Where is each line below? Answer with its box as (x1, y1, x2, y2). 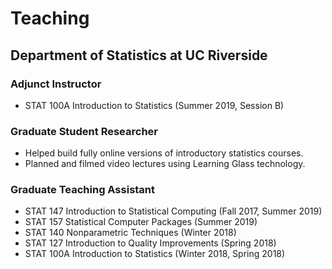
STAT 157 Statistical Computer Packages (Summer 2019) (24, 216, 258, 228)
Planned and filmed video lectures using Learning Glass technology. (24, 158, 306, 170)
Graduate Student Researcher (10, 124, 158, 138)
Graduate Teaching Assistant (10, 183, 156, 197)
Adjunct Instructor (10, 77, 102, 91)
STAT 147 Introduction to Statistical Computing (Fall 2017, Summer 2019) (24, 205, 323, 217)
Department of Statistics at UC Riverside (10, 47, 268, 64)
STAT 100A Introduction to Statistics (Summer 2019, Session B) (24, 99, 285, 111)
